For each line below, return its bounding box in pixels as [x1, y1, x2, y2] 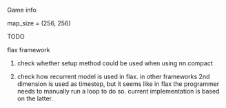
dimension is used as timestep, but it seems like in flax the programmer [17, 80, 220, 88]
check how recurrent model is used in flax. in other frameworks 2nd [17, 72, 210, 80]
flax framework [7, 46, 50, 54]
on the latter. [17, 94, 54, 102]
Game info [7, 6, 37, 14]
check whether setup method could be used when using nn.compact [17, 59, 214, 67]
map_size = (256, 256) [7, 19, 71, 27]
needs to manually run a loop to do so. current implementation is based [17, 87, 220, 95]
